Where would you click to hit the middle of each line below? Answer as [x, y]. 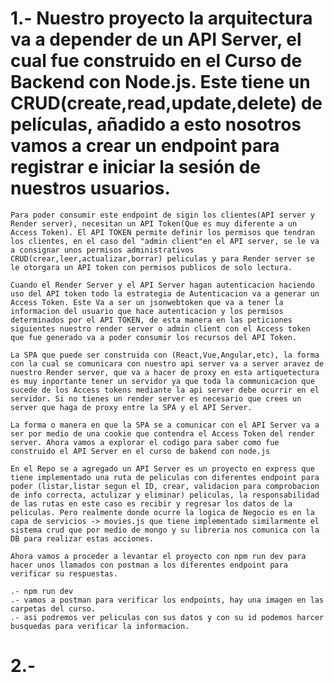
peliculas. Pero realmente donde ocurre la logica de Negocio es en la [162, 512]
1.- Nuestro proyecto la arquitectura [161, 18]
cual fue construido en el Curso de [156, 61]
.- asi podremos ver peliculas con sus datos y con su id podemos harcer [167, 617]
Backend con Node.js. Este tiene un [160, 82]
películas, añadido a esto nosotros [156, 124]
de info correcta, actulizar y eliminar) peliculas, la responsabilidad [165, 495]
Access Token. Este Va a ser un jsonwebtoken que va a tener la [147, 302]
